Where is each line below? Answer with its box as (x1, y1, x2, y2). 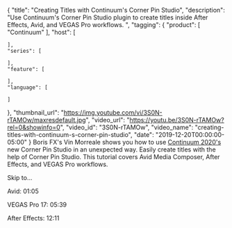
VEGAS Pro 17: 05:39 (7, 201, 67, 209)
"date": (133, 131, 154, 138)
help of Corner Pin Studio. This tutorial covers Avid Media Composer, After (7, 153, 220, 161)
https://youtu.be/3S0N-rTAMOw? (129, 116, 224, 124)
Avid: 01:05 (7, 187, 40, 195)
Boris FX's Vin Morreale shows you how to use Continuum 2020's (33, 138, 222, 146)
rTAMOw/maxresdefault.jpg (7, 116, 86, 124)
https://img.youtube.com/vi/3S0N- (63, 108, 163, 117)
